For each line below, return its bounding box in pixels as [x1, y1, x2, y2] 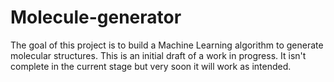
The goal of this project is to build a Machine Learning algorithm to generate [10, 39, 324, 51]
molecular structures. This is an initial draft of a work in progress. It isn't [10, 49, 307, 61]
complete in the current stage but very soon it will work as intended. [10, 60, 292, 72]
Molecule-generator [10, 6, 182, 29]
